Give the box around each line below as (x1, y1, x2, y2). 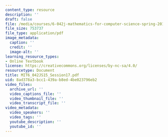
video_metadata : (5, 105, 39, 110)
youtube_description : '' (9, 119, 61, 124)
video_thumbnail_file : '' (9, 96, 64, 101)
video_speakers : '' (9, 110, 50, 115)
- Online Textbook (5, 59, 43, 64)
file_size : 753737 (5, 26, 43, 31)
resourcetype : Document (5, 68, 55, 73)
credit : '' (9, 45, 32, 50)
